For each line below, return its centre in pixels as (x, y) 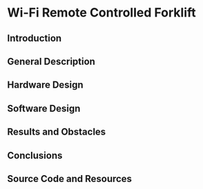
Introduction (35, 38)
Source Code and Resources (70, 178)
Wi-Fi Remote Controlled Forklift (102, 13)
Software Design (44, 108)
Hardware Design (46, 85)
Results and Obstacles (57, 132)
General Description (51, 61)
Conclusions (35, 156)
